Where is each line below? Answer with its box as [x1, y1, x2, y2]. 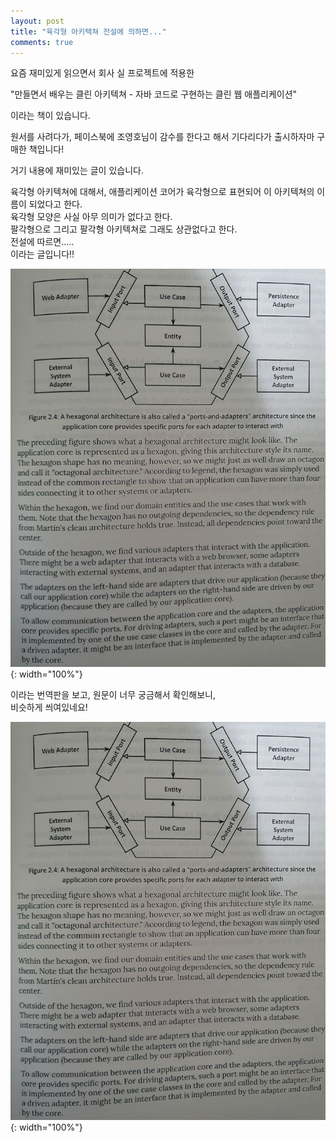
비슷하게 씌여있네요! [10, 701, 88, 714]
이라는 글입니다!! [10, 248, 75, 260]
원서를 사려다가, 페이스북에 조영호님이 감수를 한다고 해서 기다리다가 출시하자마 [10, 131, 315, 143]
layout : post [10, 16, 65, 26]
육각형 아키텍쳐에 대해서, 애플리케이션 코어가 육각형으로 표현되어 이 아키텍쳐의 [10, 186, 315, 198]
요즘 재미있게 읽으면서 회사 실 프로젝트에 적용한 [10, 67, 195, 79]
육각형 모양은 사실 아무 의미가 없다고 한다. [10, 211, 173, 223]
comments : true [10, 37, 74, 47]
